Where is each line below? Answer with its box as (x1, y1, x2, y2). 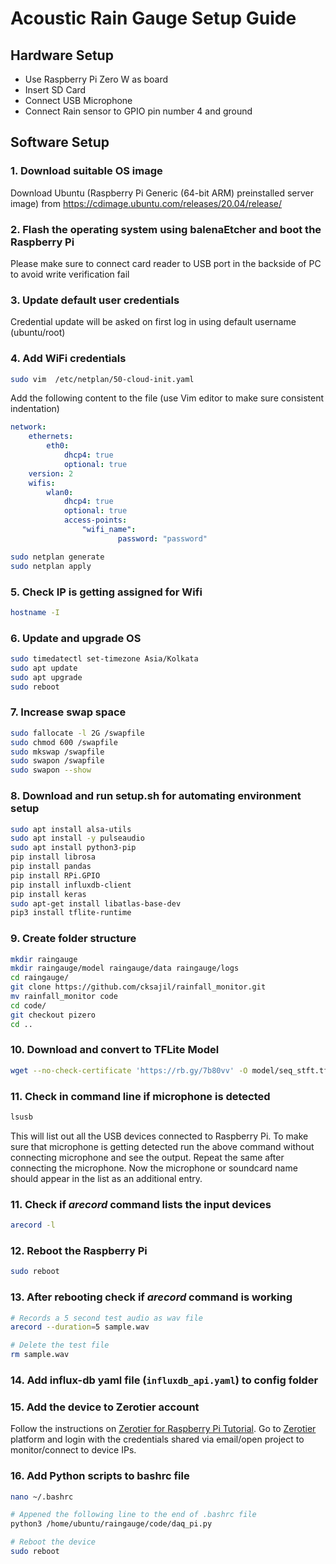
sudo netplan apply (10, 561, 92, 571)
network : (10, 422, 47, 432)
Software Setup (10, 134, 110, 151)
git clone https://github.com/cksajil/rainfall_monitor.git (10, 982, 267, 992)
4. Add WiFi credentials (10, 352, 127, 366)
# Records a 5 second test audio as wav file (10, 1313, 203, 1323)
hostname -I (10, 607, 60, 617)
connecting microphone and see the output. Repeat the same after (10, 1151, 285, 1163)
